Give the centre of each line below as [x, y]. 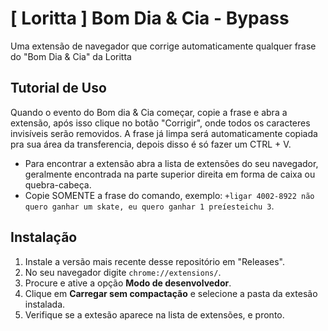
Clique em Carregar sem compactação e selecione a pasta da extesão [171, 293]
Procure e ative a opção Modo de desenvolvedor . [128, 283]
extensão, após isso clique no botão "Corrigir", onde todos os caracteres [160, 123]
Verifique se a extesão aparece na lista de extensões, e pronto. [154, 314]
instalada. [45, 304]
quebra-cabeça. [58, 184]
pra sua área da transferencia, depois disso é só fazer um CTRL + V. [151, 144]
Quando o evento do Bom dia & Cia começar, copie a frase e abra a [149, 112]
